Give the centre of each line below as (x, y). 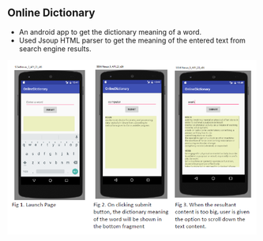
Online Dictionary (51, 13)
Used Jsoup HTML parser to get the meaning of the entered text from (132, 40)
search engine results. (55, 48)
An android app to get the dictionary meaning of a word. (110, 32)
